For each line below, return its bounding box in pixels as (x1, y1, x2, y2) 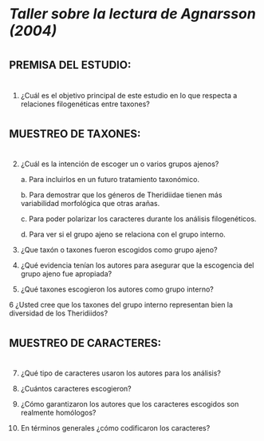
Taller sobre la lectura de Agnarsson (9, 5, 256, 23)
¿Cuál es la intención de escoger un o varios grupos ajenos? (20, 159, 219, 169)
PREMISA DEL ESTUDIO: (9, 58, 132, 72)
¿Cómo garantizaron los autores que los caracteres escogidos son (20, 399, 239, 409)
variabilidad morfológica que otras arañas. (20, 198, 160, 208)
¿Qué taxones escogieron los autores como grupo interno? (20, 284, 214, 294)
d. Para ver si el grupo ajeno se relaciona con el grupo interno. (20, 229, 226, 239)
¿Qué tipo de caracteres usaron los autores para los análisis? (20, 368, 222, 378)
